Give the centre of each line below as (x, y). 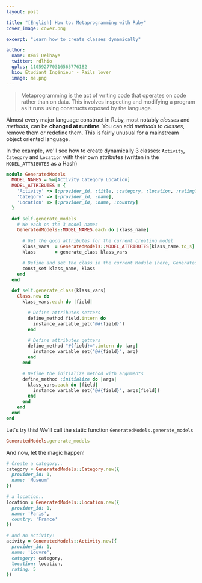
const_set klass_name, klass (59, 269)
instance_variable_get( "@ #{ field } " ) (79, 324)
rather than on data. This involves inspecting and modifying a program (108, 101)
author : (16, 50)
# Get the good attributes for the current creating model (97, 241)
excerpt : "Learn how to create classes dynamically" (74, 39)
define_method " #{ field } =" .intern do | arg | (83, 346)
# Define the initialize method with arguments (83, 373)
